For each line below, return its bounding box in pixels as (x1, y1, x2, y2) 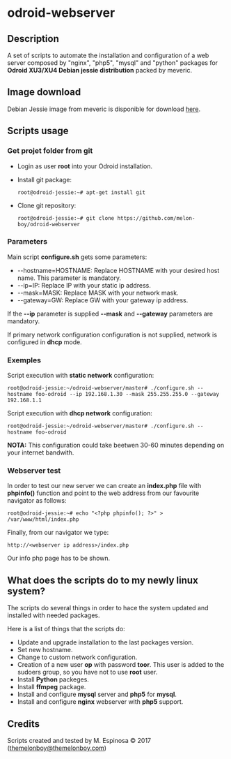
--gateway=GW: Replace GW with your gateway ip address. (17, 295, 189, 304)
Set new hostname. (17, 646, 73, 654)
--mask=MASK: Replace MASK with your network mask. (17, 288, 179, 297)
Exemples (7, 355, 42, 364)
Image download (7, 86, 81, 98)
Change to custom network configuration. (17, 653, 138, 661)
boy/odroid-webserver (17, 221, 80, 228)
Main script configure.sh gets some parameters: (7, 253, 148, 261)
